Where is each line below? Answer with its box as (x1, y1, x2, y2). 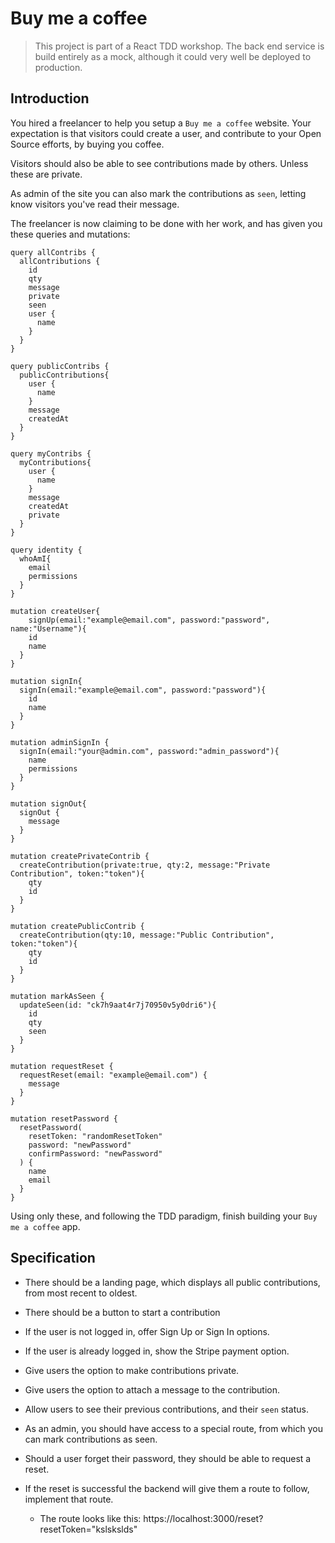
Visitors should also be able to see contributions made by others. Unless (10, 157, 309, 169)
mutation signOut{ (10, 798, 87, 809)
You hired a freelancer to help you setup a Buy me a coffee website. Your (10, 117, 312, 129)
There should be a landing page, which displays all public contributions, (24, 1276, 321, 1288)
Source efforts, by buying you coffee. (10, 138, 165, 150)
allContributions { (19, 256, 101, 266)
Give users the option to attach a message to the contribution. (24, 1383, 281, 1396)
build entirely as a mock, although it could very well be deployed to (34, 50, 312, 62)
